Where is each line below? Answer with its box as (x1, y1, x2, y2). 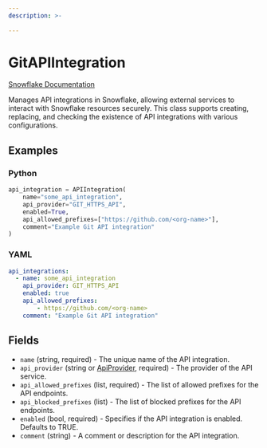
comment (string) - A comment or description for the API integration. (19, 431, 240, 441)
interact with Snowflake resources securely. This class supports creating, (8, 104, 249, 113)
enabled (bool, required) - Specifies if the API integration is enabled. (19, 414, 243, 423)
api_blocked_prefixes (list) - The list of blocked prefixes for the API (19, 397, 241, 407)
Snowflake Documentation (8, 80, 96, 89)
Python (8, 167, 37, 179)
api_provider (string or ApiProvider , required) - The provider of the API (19, 364, 253, 373)
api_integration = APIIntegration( (8, 186, 127, 194)
